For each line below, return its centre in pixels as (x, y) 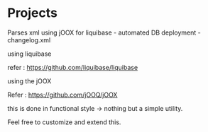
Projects (33, 13)
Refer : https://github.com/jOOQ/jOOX (62, 95)
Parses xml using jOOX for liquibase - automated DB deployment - (104, 32)
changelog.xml (29, 40)
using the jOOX (29, 81)
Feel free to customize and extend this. (64, 122)
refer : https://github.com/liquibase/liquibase (73, 67)
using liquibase (29, 54)
